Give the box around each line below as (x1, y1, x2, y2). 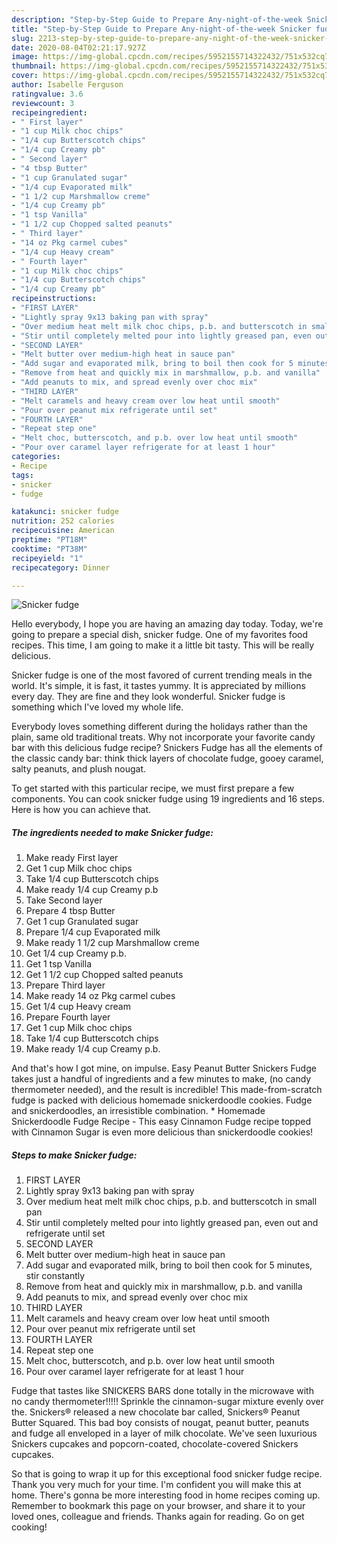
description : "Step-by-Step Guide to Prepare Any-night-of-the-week (11, 14, 303, 25)
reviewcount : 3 (11, 98, 75, 108)
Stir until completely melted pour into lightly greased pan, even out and (25, 1217, 319, 1229)
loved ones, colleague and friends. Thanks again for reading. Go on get (11, 1511, 305, 1523)
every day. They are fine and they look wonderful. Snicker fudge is (11, 691, 286, 703)
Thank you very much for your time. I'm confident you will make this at (11, 1479, 302, 1491)
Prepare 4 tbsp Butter (25, 905, 116, 917)
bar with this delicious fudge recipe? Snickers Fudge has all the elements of (11, 742, 323, 754)
